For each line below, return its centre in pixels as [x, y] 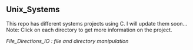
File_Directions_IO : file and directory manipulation [67, 41]
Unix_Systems [33, 10]
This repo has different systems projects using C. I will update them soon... [97, 23]
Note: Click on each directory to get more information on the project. [89, 30]
